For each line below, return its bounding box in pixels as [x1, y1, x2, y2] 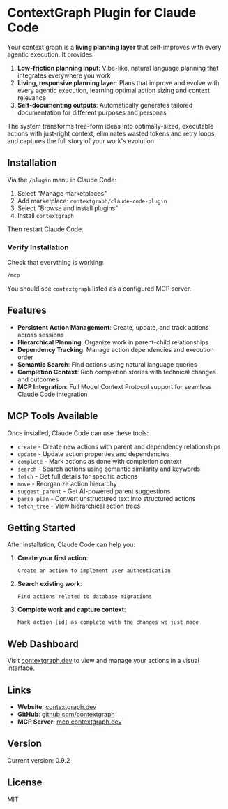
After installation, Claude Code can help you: [7, 540, 136, 549]
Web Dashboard [7, 638, 79, 650]
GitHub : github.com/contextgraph [17, 710, 115, 718]
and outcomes [17, 375, 59, 384]
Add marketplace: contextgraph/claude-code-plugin [17, 196, 167, 205]
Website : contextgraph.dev [17, 702, 96, 710]
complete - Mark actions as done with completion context [17, 457, 182, 465]
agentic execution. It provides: [7, 50, 94, 59]
